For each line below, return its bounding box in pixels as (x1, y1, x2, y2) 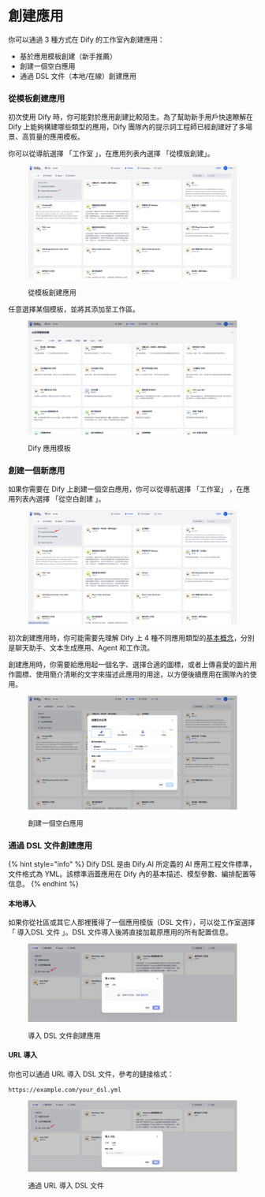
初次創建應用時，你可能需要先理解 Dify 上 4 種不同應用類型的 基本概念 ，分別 (8, 633, 255, 643)
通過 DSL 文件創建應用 (8, 840, 93, 851)
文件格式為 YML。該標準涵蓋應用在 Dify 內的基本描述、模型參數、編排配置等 (8, 869, 256, 879)
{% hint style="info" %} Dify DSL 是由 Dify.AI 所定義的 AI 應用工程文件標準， (8, 860, 256, 869)
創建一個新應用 (8, 464, 65, 475)
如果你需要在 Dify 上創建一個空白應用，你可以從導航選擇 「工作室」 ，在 (8, 484, 244, 494)
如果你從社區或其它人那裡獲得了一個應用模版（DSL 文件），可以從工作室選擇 (8, 918, 255, 927)
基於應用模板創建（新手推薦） (19, 51, 117, 61)
